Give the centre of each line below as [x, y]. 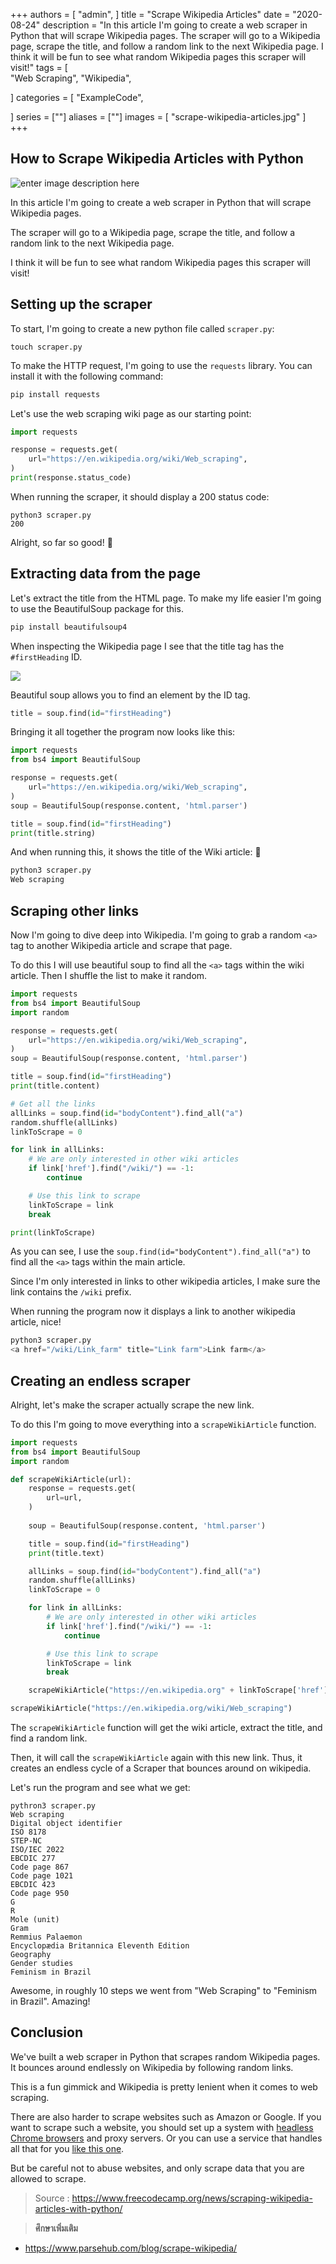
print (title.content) [55, 1086]
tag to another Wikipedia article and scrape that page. [121, 945]
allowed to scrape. [48, 2178]
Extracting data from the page [105, 574]
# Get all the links [53, 1104]
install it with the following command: [87, 376]
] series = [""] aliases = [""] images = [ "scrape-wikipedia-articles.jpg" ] [158, 117]
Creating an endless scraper [100, 1380]
